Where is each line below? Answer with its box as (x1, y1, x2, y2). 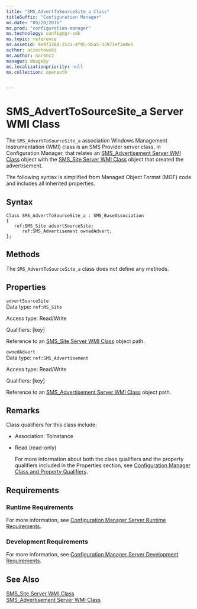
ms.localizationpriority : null (6, 63, 83, 70)
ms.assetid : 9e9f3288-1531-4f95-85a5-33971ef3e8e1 (6, 42, 134, 48)
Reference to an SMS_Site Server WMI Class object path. (6, 338, 145, 345)
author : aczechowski (6, 47, 57, 53)
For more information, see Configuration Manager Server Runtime (6, 517, 166, 524)
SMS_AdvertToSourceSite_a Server (6, 105, 184, 118)
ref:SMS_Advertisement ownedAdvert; (21, 228, 112, 234)
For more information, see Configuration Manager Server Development (6, 551, 179, 558)
